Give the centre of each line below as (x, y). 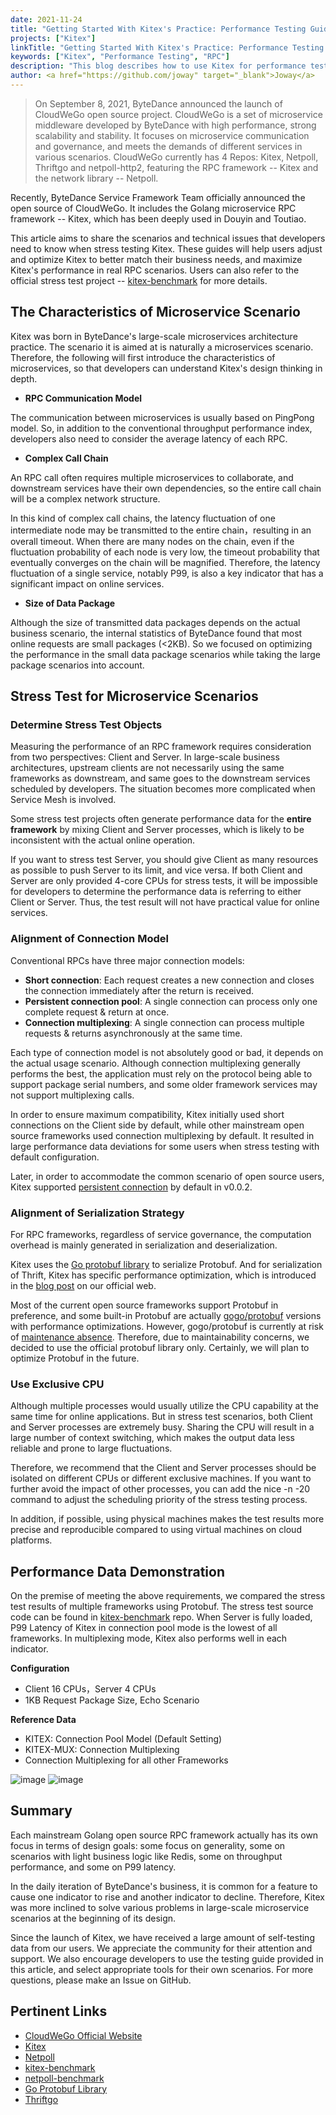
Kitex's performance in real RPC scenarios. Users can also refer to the (155, 270)
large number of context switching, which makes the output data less (152, 1438)
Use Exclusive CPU (57, 1384)
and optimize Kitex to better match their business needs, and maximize (156, 259)
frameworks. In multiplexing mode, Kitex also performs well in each (149, 1638)
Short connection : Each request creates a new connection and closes (169, 980)
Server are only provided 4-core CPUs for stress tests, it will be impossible (164, 881)
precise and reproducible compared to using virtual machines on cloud (156, 1530)
